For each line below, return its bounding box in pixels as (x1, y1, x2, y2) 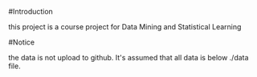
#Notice (8, 37, 35, 47)
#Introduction (8, 7, 54, 16)
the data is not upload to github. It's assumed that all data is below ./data (8, 53, 249, 62)
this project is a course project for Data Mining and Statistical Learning (8, 22, 242, 31)
